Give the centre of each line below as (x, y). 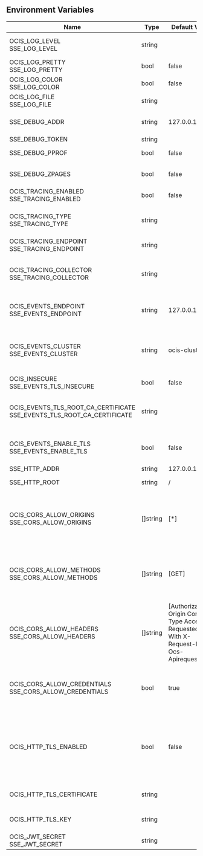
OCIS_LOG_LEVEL (35, 41)
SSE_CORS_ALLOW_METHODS (53, 577)
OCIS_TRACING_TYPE (40, 216)
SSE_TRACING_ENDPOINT (47, 248)
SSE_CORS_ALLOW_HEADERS (52, 636)
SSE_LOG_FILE (30, 104)
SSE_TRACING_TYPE (39, 224)
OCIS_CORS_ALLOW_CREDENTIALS (60, 684)
